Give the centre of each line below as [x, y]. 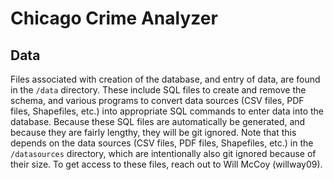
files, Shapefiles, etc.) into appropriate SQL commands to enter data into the [167, 111]
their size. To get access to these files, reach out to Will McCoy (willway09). [166, 164]
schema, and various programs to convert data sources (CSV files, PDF [157, 100]
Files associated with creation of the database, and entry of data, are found [165, 79]
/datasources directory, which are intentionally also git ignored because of [163, 153]
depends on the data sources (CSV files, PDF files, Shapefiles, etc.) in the [162, 143]
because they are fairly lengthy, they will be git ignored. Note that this [153, 132]
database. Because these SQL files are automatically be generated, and [158, 121]
